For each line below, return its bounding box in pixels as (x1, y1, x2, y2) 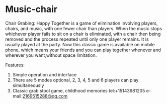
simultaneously (12, 82, 44, 88)
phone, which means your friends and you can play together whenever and (5, 47, 161, 53)
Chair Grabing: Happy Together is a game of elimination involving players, (5, 20, 158, 26)
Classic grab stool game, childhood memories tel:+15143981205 (12, 87, 145, 93)
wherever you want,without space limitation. (5, 52, 97, 58)
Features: (5, 62, 25, 68)
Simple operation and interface (12, 71, 77, 77)
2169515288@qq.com (22, 93, 68, 99)
